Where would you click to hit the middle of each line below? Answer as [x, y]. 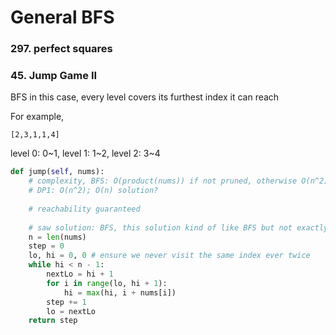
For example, [37, 117]
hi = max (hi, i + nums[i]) [120, 292]
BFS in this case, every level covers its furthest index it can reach [145, 97]
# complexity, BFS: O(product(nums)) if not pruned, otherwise [163, 181]
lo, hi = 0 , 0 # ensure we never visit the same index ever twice [169, 256]
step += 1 [66, 302]
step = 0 [46, 246]
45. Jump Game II [54, 76]
